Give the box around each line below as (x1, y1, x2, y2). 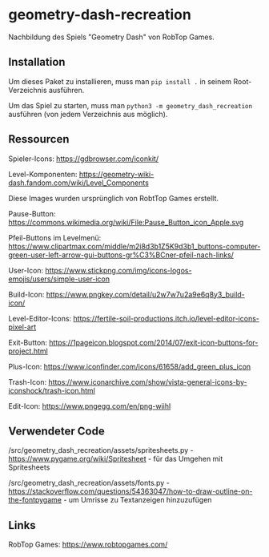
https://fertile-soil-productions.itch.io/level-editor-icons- (73, 313, 260, 323)
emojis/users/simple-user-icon (8, 274, 110, 284)
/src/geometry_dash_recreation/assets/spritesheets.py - (8, 446, 194, 455)
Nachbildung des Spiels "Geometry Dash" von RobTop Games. (8, 32, 215, 42)
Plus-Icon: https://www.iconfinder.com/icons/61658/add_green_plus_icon (8, 361, 251, 371)
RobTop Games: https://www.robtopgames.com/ (8, 539, 168, 550)
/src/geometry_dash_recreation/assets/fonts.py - (8, 478, 170, 488)
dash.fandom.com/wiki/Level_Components (8, 178, 150, 188)
